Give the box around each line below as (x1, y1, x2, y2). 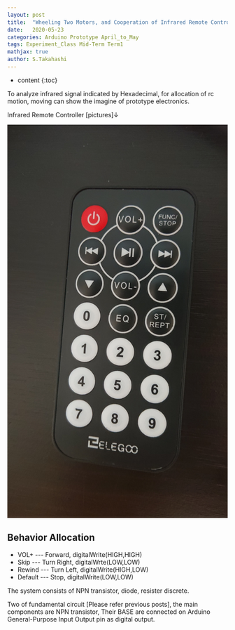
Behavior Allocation (7, 532, 96, 544)
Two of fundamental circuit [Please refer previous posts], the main (7, 600, 198, 608)
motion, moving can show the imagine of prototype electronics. (7, 97, 190, 105)
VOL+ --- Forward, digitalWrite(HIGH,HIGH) (17, 550, 143, 558)
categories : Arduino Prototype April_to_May (7, 34, 139, 41)
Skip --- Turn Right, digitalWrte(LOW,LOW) (17, 558, 141, 566)
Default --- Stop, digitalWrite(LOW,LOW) (17, 572, 134, 581)
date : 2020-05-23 (7, 26, 64, 33)
